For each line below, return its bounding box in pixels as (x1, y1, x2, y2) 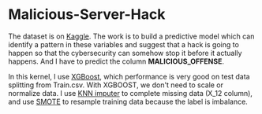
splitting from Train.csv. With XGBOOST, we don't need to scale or (8, 80, 223, 90)
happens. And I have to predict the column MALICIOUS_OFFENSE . (8, 57, 225, 66)
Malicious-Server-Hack (8, 6, 166, 24)
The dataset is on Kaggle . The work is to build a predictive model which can (8, 31, 255, 41)
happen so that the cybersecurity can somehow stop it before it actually (8, 48, 242, 57)
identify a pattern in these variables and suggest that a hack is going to (8, 39, 239, 49)
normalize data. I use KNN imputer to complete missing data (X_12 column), (8, 88, 253, 97)
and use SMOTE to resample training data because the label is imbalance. (8, 97, 249, 106)
